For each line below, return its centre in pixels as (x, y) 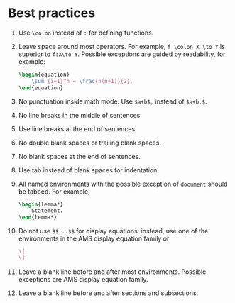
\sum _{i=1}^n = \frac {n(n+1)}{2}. (82, 81)
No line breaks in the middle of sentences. (80, 115)
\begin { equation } (44, 75)
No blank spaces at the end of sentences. (79, 156)
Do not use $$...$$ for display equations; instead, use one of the (113, 231)
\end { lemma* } (38, 218)
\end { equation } (41, 88)
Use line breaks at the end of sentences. (77, 128)
